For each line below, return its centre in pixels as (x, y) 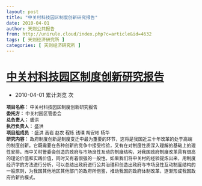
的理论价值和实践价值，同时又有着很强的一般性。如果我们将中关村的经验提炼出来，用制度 (101, 158)
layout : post (23, 12)
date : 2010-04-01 (28, 23)
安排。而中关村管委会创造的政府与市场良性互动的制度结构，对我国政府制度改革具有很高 (104, 152)
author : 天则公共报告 (31, 29)
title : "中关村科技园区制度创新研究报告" (52, 17)
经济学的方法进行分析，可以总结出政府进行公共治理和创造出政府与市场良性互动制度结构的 (101, 165)
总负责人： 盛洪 (23, 120)
